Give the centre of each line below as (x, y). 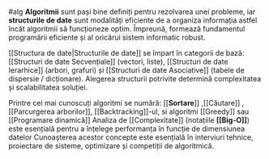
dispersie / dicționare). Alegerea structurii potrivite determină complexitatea (135, 79)
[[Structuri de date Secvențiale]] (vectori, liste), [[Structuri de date (118, 61)
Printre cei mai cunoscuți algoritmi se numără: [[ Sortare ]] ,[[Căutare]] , (126, 103)
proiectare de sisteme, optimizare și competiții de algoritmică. (111, 146)
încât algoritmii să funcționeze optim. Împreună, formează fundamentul (127, 29)
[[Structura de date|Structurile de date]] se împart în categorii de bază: (126, 53)
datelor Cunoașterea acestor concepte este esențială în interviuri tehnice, (131, 137)
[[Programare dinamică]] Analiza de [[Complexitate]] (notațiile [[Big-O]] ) (129, 120)
